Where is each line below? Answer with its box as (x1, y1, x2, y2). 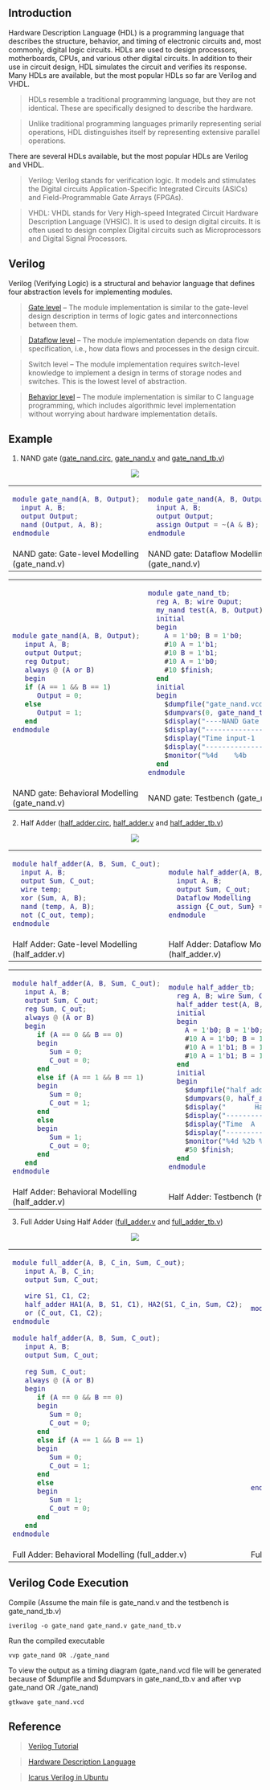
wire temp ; (20, 884, 63, 894)
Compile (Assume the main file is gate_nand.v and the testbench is (8, 1597, 229, 1607)
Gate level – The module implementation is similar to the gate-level (27, 302, 249, 312)
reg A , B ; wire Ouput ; (156, 597, 243, 606)
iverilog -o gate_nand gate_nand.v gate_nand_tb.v (8, 1621, 182, 1630)
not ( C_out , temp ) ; (20, 910, 95, 920)
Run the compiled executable (8, 1636, 105, 1645)
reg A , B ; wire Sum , (176, 992, 256, 1001)
